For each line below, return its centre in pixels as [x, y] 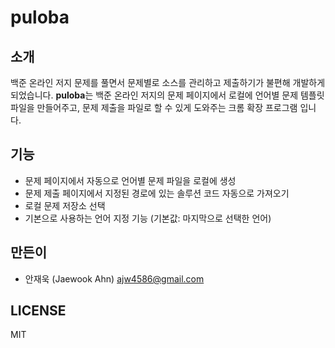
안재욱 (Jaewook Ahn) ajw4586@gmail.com [114, 278]
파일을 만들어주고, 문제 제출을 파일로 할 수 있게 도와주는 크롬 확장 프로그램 [154, 107]
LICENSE [38, 311]
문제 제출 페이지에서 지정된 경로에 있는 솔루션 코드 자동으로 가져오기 [157, 193]
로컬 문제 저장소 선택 [65, 205]
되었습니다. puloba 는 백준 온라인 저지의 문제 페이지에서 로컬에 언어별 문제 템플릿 [167, 95]
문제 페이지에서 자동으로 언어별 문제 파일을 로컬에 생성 [130, 180]
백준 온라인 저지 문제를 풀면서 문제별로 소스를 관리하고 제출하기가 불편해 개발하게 [168, 82]
